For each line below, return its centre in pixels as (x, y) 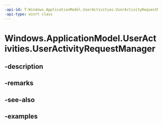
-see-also (20, 100)
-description (24, 67)
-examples (21, 116)
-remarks (19, 83)
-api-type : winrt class (29, 14)
